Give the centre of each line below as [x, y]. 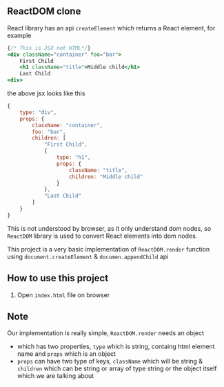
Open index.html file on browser [63, 295]
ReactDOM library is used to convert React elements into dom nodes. [102, 236]
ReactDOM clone [44, 11]
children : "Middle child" [106, 177]
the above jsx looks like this [46, 93]
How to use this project [58, 278]
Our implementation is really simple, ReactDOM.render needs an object [106, 333]
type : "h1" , [73, 158]
